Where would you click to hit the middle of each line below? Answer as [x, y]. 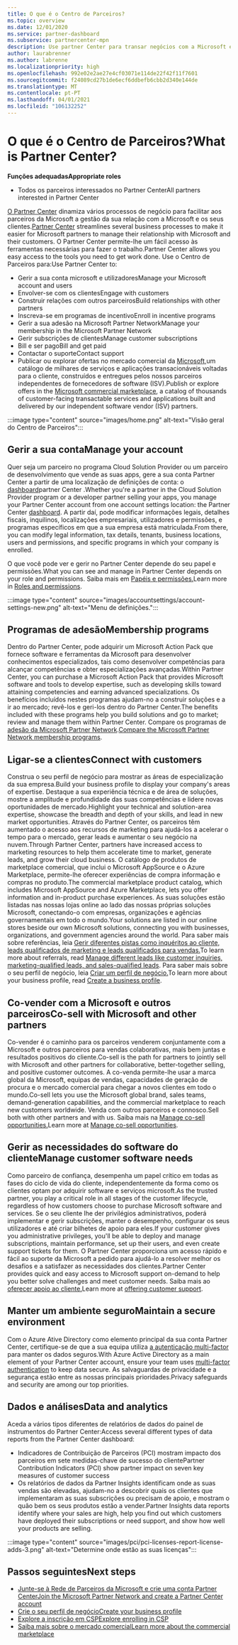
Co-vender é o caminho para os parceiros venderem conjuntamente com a [117, 1042]
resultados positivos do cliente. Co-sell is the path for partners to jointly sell [117, 1057]
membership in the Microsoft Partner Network [85, 330]
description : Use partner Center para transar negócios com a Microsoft [117, 47]
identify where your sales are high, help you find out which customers [119, 1513]
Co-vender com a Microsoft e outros [89, 1003]
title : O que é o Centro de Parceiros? [66, 14]
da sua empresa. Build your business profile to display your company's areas [119, 785]
